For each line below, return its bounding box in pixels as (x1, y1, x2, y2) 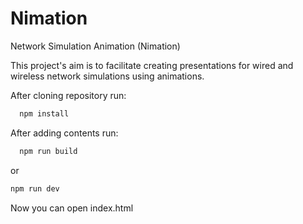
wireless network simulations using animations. (10, 70, 205, 82)
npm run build (19, 146, 78, 156)
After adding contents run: (10, 127, 119, 139)
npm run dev (10, 183, 60, 194)
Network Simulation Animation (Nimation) (10, 40, 181, 52)
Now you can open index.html (10, 202, 134, 214)
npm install (19, 108, 70, 119)
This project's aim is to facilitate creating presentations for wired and (10, 59, 294, 71)
